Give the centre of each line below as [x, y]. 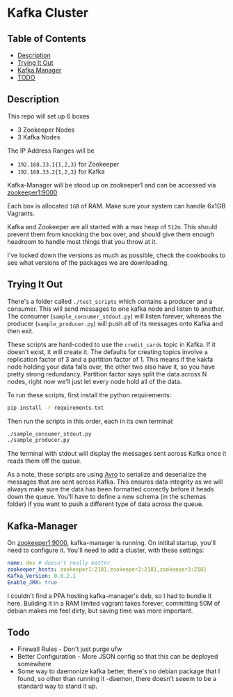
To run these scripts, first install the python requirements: [89, 395]
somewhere [34, 664]
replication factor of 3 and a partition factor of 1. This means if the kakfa [110, 359]
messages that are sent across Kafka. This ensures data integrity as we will [115, 482]
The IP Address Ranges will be [51, 151]
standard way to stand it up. [57, 686]
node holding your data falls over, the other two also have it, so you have [111, 367]
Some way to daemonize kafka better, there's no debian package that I [119, 671]
